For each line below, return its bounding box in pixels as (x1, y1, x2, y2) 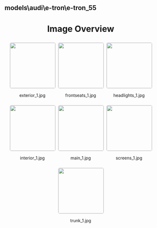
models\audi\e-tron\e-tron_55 (4, 4, 97, 12)
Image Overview (47, 23, 114, 34)
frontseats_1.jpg (65, 92, 96, 98)
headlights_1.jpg (113, 92, 145, 98)
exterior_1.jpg (19, 92, 45, 98)
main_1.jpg (70, 155, 91, 161)
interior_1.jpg (20, 155, 45, 161)
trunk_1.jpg (70, 218, 91, 224)
